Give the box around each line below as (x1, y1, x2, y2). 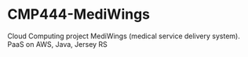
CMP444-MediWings (7, 5, 151, 23)
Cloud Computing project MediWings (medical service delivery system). (7, 31, 240, 41)
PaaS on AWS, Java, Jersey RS (7, 39, 108, 48)
